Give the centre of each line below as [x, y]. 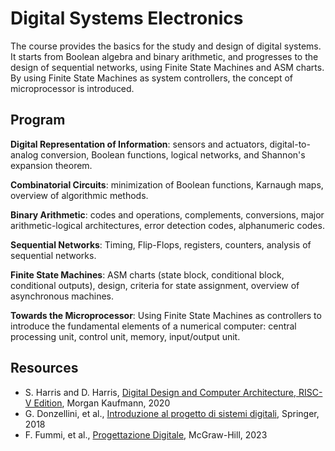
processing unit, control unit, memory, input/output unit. [125, 336]
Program [38, 120]
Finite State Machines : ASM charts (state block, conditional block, [147, 274]
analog [24, 154]
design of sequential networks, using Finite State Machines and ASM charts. [167, 67]
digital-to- [290, 144]
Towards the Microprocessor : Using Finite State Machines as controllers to [166, 315]
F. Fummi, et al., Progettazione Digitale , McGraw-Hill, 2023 [146, 434]
